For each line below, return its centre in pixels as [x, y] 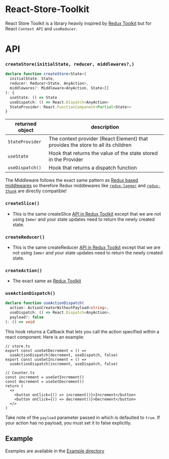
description [105, 127]
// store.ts [18, 346]
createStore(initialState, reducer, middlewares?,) [70, 64]
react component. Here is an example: [45, 337]
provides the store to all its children [90, 145]
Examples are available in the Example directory [55, 451]
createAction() [24, 270]
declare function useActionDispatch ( [45, 303]
